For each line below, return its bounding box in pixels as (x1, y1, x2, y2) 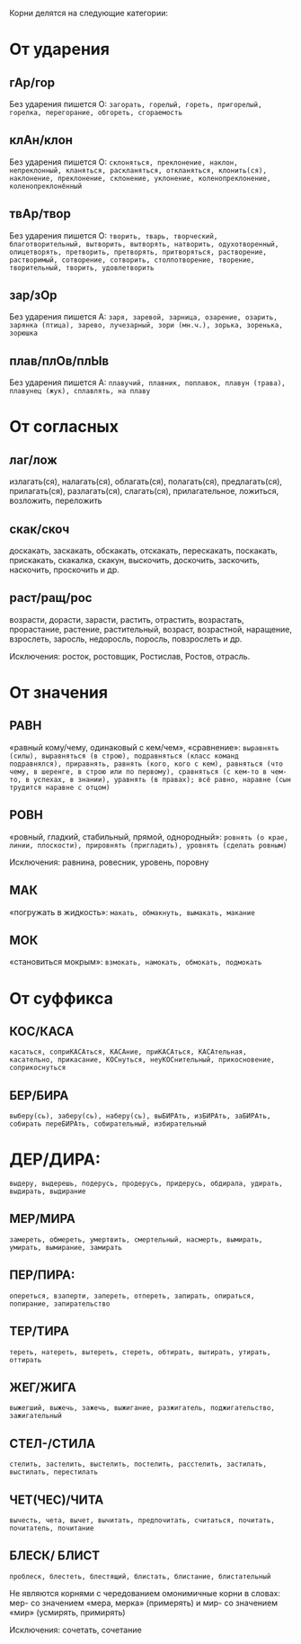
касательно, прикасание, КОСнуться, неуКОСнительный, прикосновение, (9, 1056, 276, 1065)
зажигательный (9, 1412, 63, 1421)
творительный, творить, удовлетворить (9, 263, 155, 273)
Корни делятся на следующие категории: (9, 8, 169, 18)
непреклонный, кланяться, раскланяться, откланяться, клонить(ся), (9, 166, 268, 175)
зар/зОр (9, 288, 58, 303)
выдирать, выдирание (9, 1187, 87, 1196)
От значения (9, 683, 109, 703)
